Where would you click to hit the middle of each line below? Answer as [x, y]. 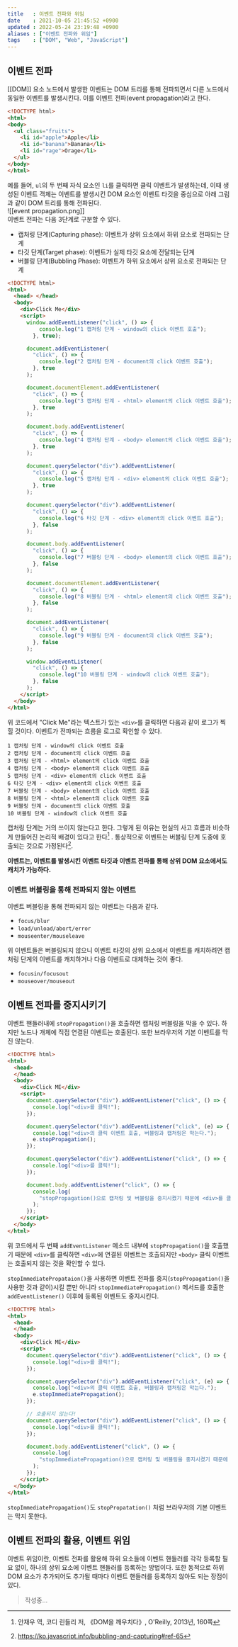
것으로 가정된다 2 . [49, 845]
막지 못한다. [31, 1516]
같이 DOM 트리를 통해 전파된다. [58, 203]
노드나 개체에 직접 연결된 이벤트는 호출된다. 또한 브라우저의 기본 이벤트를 [120, 1032]
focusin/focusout [43, 974]
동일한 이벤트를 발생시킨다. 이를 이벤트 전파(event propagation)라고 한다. [109, 98]
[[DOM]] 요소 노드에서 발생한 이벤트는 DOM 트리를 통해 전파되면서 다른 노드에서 [118, 89]
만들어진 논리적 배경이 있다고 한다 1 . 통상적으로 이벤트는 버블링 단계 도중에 [117, 836]
